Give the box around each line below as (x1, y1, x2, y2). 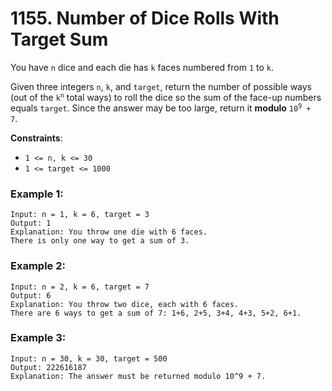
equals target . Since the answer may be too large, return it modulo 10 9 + (10, 102, 312, 114)
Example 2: (10, 259, 66, 273)
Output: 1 (10, 218, 52, 229)
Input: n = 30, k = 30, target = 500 (10, 353, 168, 364)
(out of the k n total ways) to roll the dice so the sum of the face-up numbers (10, 91, 322, 103)
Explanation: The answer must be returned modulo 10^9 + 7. (10, 371, 267, 381)
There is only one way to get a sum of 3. (10, 236, 190, 246)
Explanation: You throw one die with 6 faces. (10, 227, 208, 237)
